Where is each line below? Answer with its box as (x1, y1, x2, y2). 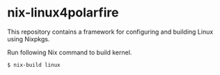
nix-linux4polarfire (7, 5, 119, 21)
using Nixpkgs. (7, 34, 50, 43)
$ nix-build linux (7, 61, 61, 68)
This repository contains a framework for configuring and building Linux (7, 28, 214, 36)
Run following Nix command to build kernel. (7, 48, 132, 56)
